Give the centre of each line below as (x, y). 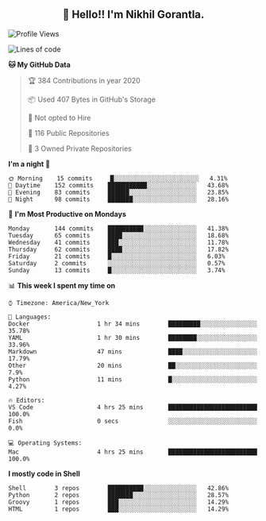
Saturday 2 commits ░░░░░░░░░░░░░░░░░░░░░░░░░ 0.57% (117, 263)
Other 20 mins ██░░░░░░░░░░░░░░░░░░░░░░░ (133, 365)
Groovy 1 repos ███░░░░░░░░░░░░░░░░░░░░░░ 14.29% (118, 502)
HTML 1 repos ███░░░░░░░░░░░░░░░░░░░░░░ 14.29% (118, 509)
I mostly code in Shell (44, 473)
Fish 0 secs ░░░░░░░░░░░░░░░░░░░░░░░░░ (133, 421)
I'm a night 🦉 (29, 164)
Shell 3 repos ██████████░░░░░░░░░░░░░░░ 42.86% (118, 488)
